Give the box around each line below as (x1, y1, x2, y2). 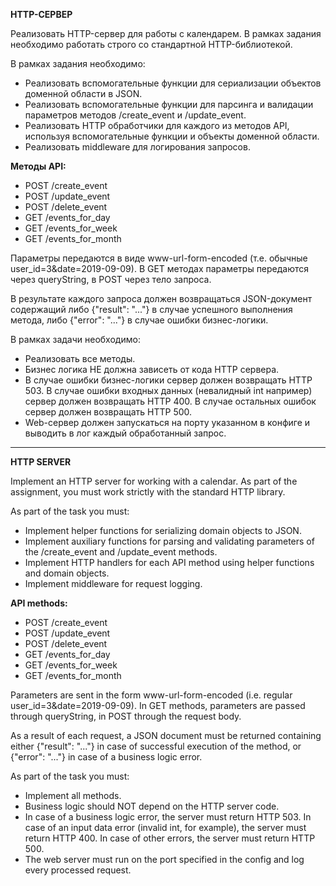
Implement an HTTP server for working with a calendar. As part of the (10, 475, 298, 487)
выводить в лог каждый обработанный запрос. (24, 427, 227, 439)
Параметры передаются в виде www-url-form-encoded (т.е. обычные (10, 252, 308, 264)
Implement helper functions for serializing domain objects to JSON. (24, 525, 302, 536)
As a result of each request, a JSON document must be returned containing (10, 730, 322, 741)
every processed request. (24, 864, 132, 876)
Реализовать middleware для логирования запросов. (24, 141, 251, 153)
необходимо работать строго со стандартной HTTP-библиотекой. (10, 39, 293, 50)
